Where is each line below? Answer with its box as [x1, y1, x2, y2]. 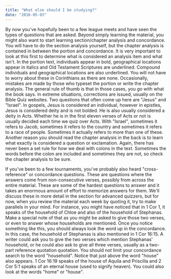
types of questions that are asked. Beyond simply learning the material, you [5, 32, 164, 38]
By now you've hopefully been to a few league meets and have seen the [5, 26, 157, 32]
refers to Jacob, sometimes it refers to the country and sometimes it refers [5, 123, 162, 130]
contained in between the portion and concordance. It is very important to [5, 48, 161, 54]
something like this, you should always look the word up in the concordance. [5, 225, 166, 232]
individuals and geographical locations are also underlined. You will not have [5, 69, 166, 75]
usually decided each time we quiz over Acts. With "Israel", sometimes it [5, 118, 157, 124]
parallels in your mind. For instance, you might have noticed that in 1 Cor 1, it [5, 204, 165, 210]
